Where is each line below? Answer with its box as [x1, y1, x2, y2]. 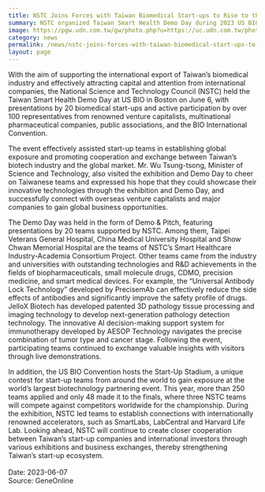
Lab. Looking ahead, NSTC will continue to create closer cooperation [8, 426, 233, 434]
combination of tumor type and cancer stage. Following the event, [8, 335, 223, 344]
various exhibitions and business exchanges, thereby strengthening [8, 442, 228, 452]
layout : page [8, 48, 51, 56]
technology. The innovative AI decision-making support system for [8, 319, 225, 327]
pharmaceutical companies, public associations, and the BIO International [8, 120, 248, 129]
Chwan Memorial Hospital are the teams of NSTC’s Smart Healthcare [8, 243, 232, 252]
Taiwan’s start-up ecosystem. [8, 451, 104, 460]
